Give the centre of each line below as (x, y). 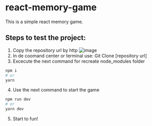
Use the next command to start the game (56, 90)
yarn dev (15, 109)
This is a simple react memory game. (44, 22)
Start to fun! (25, 119)
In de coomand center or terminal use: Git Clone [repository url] (80, 56)
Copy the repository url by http (45, 50)
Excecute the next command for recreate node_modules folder (79, 61)
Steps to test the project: (46, 38)
